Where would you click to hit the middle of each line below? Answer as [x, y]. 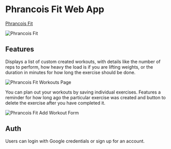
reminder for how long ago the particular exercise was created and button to [86, 97]
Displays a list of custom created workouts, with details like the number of [83, 62]
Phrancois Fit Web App [55, 9]
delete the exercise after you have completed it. [55, 103]
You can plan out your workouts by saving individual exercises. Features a [83, 92]
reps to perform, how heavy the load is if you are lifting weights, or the [79, 67]
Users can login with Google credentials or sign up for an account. [75, 141]
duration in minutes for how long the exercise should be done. [70, 72]
